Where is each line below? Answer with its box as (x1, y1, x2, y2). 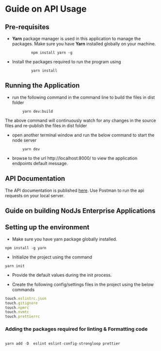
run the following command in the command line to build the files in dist (12, 94, 155, 100)
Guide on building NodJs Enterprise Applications (5, 207, 156, 215)
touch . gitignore (5, 300, 38, 305)
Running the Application (5, 81, 80, 90)
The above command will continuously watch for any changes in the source (5, 117, 156, 123)
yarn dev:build (22, 109, 53, 114)
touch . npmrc (5, 305, 29, 310)
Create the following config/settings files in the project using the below (12, 281, 154, 287)
